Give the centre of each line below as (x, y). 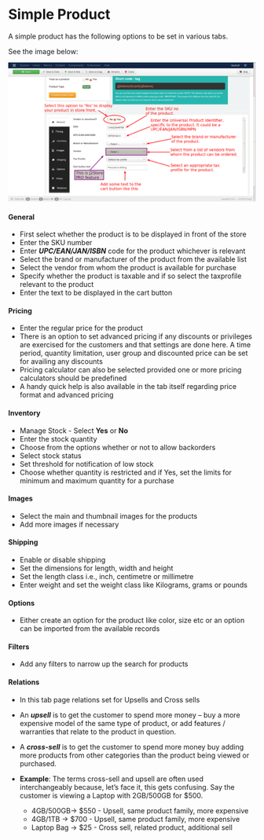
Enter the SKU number (56, 243)
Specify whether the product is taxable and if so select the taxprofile (130, 276)
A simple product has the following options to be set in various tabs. (118, 36)
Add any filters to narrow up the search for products (104, 664)
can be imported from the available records (90, 629)
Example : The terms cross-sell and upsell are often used (112, 779)
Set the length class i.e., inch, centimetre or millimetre (106, 576)
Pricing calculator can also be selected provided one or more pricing (130, 370)
